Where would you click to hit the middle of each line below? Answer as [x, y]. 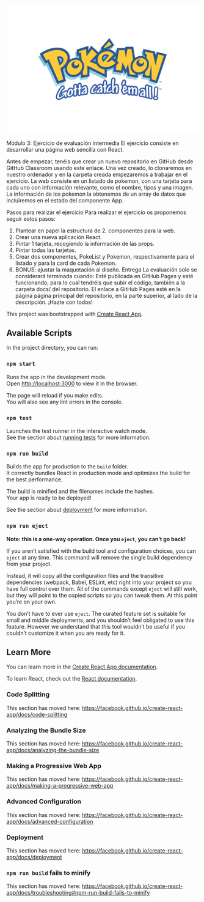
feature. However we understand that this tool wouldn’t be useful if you [96, 626]
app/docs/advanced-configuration [50, 821]
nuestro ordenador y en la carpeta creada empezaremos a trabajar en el [97, 174]
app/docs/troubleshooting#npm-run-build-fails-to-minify [78, 893]
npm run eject [27, 526]
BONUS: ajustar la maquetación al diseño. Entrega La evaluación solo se [106, 269]
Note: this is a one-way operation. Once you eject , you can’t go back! [96, 539]
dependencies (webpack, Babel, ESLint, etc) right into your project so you [99, 582]
